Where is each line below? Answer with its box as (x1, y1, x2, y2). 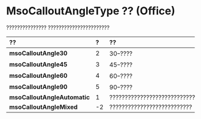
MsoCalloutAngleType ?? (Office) (6, 4, 175, 18)
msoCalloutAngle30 (9, 49, 68, 57)
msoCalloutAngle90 (9, 83, 68, 91)
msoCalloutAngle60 (9, 71, 68, 80)
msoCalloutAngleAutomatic (9, 93, 90, 101)
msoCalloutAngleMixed (9, 103, 78, 111)
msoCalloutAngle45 (9, 60, 68, 68)
